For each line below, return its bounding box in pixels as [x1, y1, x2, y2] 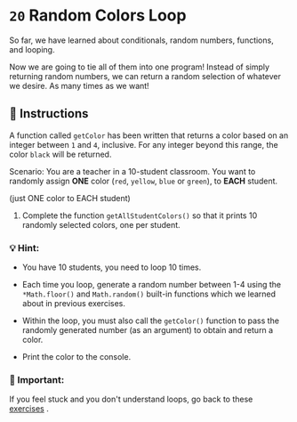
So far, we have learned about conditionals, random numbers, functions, [9, 35, 274, 45]
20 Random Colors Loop [9, 5, 187, 26]
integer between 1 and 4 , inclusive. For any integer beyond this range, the [9, 139, 278, 150]
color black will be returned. [9, 149, 112, 159]
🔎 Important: [9, 373, 65, 385]
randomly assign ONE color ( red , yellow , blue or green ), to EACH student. [9, 175, 278, 186]
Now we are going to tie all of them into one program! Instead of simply [9, 61, 269, 72]
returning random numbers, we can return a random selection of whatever [9, 70, 282, 81]
